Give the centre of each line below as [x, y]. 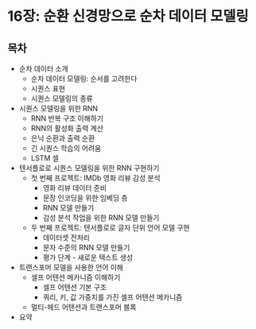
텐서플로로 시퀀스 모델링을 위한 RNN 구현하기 [89, 168]
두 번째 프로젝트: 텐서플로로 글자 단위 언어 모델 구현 [110, 228]
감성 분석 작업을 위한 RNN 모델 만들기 [101, 218]
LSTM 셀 [45, 158]
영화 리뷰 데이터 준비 [75, 188]
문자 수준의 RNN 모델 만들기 [86, 248]
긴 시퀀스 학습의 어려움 [66, 148]
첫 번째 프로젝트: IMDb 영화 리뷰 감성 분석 [95, 178]
